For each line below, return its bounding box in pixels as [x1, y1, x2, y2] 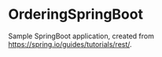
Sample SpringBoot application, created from [8, 31, 155, 41]
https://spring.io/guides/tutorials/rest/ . [8, 39, 132, 48]
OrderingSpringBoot [8, 5, 144, 23]
